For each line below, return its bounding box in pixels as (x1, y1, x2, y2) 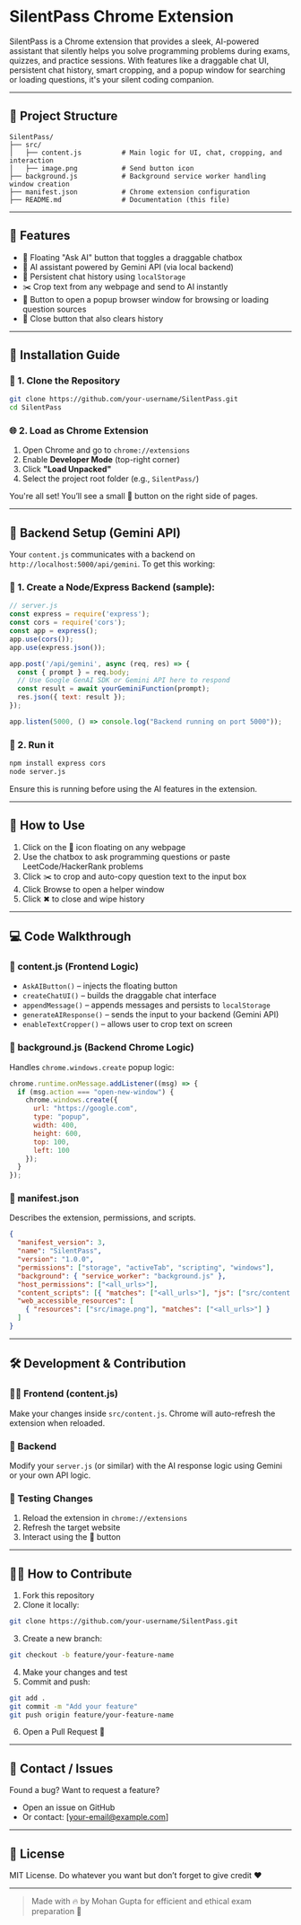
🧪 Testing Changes (9, 1492, 94, 1505)
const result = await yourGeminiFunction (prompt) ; (17, 684, 211, 693)
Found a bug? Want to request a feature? (9, 1785, 160, 1796)
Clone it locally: (21, 1600, 80, 1611)
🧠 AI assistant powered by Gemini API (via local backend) (21, 261, 235, 272)
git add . (9, 1693, 47, 1702)
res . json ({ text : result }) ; (17, 693, 126, 702)
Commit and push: (21, 1676, 91, 1687)
